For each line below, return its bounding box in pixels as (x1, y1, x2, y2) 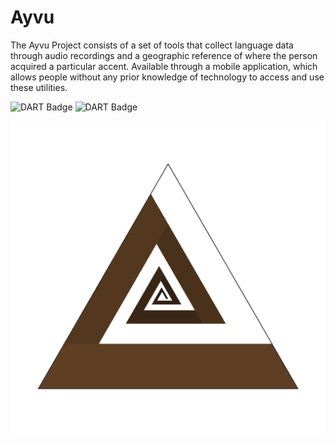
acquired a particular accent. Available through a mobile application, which (10, 60, 318, 72)
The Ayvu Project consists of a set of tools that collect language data (10, 39, 294, 51)
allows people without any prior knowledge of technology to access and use (10, 71, 325, 83)
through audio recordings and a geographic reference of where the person (10, 49, 318, 61)
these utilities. (10, 81, 68, 93)
